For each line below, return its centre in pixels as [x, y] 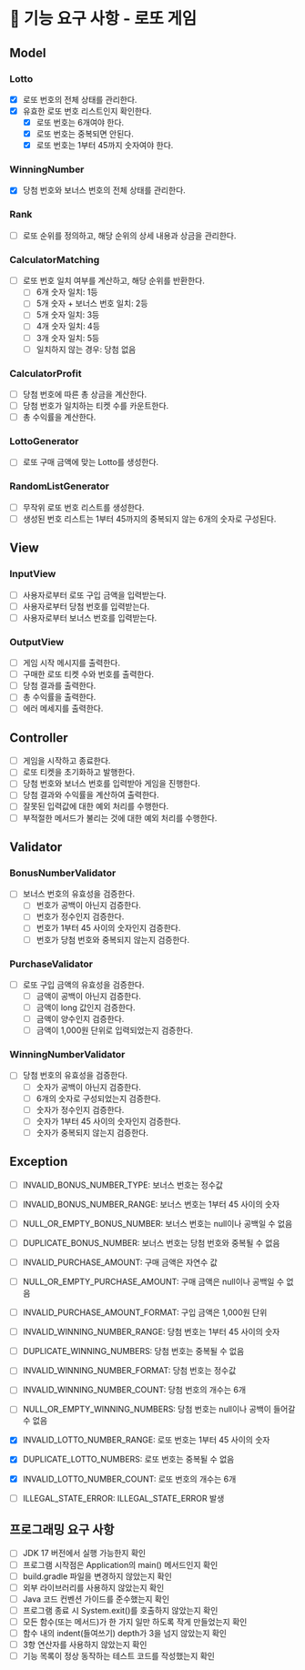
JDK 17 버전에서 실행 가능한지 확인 [84, 1554]
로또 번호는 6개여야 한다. [80, 122]
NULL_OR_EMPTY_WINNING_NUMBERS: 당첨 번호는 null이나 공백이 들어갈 [159, 1409]
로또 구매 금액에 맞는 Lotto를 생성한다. [91, 462]
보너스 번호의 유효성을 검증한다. [78, 894]
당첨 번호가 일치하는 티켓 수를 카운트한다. [96, 405]
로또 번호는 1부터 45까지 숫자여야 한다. [105, 146]
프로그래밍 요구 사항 [62, 1530]
